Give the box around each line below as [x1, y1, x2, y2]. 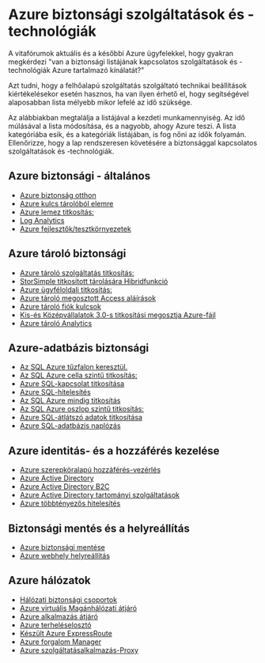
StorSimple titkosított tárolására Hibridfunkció [19, 276, 168, 286]
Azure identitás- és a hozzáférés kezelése [8, 444, 220, 457]
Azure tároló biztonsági [8, 247, 127, 260]
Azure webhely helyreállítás [19, 551, 111, 560]
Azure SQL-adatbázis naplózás [19, 421, 121, 430]
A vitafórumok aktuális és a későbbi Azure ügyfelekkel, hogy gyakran [8, 48, 234, 58]
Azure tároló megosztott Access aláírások [19, 293, 157, 302]
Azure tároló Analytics [19, 318, 93, 328]
